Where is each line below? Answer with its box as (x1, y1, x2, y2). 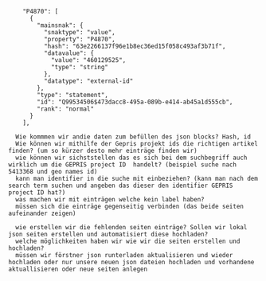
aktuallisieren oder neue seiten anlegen (8, 265, 148, 273)
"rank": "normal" (37, 105, 94, 113)
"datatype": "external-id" (43, 77, 134, 85)
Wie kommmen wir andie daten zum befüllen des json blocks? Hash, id (15, 133, 251, 141)
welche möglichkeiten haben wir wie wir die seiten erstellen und (15, 237, 241, 245)
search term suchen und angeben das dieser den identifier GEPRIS (8, 181, 233, 189)
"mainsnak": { (37, 21, 84, 29)
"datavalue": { (43, 49, 94, 57)
